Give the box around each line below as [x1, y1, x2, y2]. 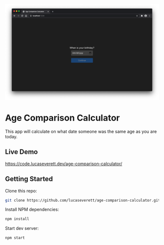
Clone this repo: [5, 188, 38, 193]
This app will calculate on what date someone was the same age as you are [5, 128, 157, 134]
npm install [5, 217, 29, 222]
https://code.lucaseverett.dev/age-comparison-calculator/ [5, 161, 123, 167]
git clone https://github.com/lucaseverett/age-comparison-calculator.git [5, 198, 161, 203]
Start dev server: [5, 226, 39, 231]
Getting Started [5, 175, 53, 183]
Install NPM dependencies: [5, 207, 60, 212]
